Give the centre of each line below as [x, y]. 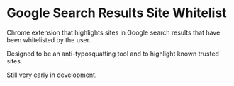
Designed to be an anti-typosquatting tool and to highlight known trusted [113, 54]
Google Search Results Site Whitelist [117, 13]
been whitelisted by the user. [49, 39]
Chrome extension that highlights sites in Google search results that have [113, 32]
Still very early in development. [52, 75]
